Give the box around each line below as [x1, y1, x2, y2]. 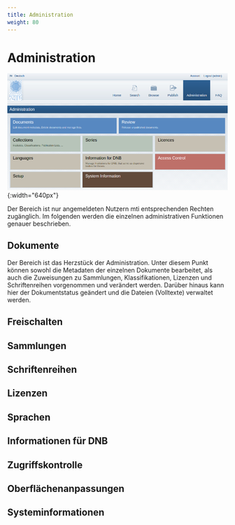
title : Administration [7, 11, 73, 18]
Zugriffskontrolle [7, 459, 83, 471]
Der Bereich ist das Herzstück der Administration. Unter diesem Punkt [7, 258, 208, 266]
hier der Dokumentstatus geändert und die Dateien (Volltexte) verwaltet [7, 288, 213, 296]
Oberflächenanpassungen [7, 482, 124, 494]
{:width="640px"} [7, 191, 59, 199]
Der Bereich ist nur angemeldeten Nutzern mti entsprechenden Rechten [7, 204, 214, 213]
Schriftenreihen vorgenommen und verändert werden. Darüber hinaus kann [7, 280, 225, 289]
